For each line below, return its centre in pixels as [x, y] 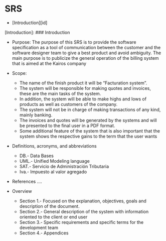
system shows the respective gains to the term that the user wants [88, 136]
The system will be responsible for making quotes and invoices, [85, 88]
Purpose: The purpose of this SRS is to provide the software [74, 42]
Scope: [19, 73]
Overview [22, 191]
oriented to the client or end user [53, 217]
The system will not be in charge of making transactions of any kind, [90, 109]
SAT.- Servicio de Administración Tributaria [64, 166]
